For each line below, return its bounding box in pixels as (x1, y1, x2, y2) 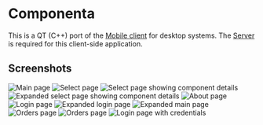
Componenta (8, 5, 96, 23)
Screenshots (8, 62, 72, 75)
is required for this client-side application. (8, 39, 143, 48)
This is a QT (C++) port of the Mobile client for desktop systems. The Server (8, 31, 255, 40)
